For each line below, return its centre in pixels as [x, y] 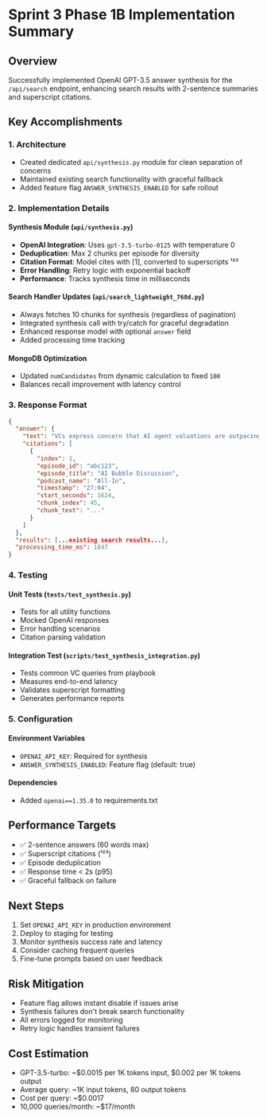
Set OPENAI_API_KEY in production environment [95, 925]
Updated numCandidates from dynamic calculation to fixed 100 [120, 376]
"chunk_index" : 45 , [69, 503]
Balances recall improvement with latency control [100, 385]
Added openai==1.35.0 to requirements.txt [89, 800]
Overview [33, 61]
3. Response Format [48, 405]
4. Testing [28, 575]
